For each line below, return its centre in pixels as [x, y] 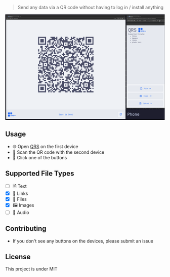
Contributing [26, 229]
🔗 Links [20, 193]
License [18, 257]
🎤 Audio [21, 212]
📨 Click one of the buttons [40, 157]
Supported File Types [40, 174]
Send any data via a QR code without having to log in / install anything [90, 7]
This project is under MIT [31, 269]
